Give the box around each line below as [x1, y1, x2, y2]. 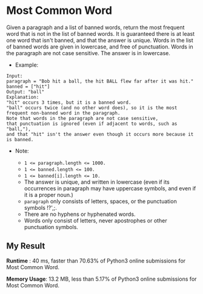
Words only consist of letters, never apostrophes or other [24, 216, 168, 224]
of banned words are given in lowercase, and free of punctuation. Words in [6, 43, 193, 50]
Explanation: [6, 94, 39, 100]
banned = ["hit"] [6, 83, 50, 90]
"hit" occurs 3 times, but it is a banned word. [6, 99, 131, 105]
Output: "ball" [6, 89, 45, 95]
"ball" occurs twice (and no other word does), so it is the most [6, 104, 178, 111]
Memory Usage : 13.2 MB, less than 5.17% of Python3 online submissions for [6, 275, 197, 282]
